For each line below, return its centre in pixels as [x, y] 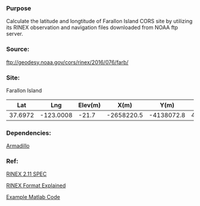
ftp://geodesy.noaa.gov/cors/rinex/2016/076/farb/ [68, 62]
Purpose [19, 8]
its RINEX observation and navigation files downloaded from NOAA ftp [92, 27]
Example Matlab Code [33, 197]
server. [15, 34]
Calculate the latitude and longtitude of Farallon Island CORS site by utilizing [99, 21]
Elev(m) [90, 105]
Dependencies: [29, 133]
